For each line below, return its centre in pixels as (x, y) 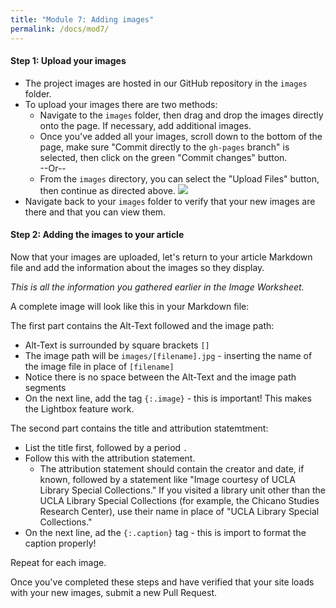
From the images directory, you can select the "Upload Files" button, (179, 178)
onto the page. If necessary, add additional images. (145, 125)
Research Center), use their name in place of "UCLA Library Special (179, 511)
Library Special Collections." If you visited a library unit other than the (182, 490)
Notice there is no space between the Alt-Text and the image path (160, 377)
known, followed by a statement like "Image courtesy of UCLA (168, 479)
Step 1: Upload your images (68, 61)
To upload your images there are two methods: (121, 104)
